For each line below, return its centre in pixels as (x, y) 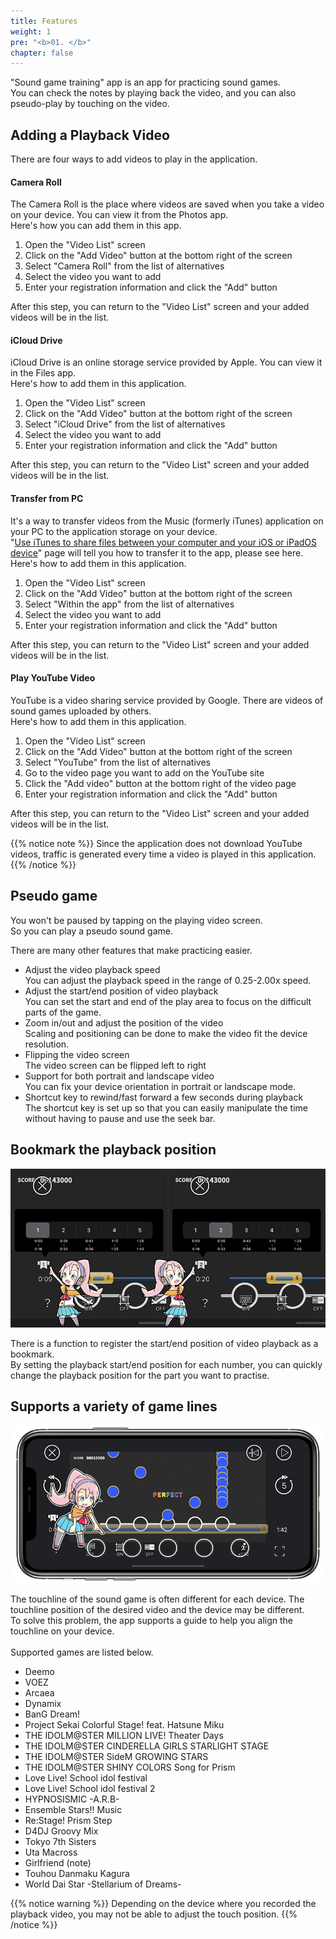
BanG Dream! (52, 1714)
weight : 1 (31, 31)
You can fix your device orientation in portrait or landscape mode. (160, 1086)
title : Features (44, 21)
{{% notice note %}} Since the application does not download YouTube (156, 843)
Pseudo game (54, 896)
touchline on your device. (62, 1631)
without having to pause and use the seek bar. (120, 1118)
